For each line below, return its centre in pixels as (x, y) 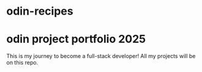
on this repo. (22, 63)
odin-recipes (40, 11)
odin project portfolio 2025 (76, 39)
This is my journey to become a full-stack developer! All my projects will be (101, 56)
